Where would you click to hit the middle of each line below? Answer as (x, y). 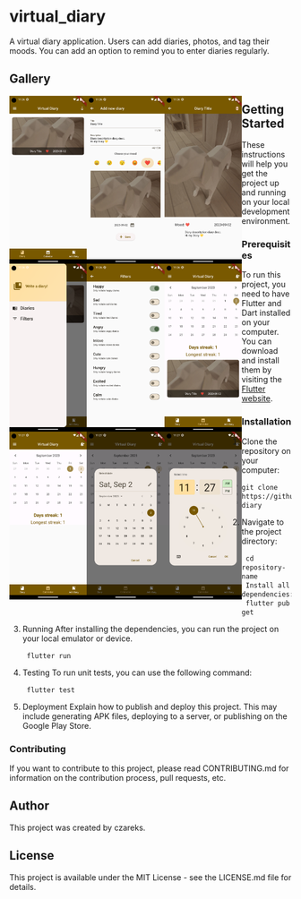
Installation (267, 422)
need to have (266, 294)
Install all (268, 585)
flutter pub (268, 603)
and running (264, 193)
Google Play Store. (56, 725)
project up (260, 183)
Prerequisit (266, 244)
